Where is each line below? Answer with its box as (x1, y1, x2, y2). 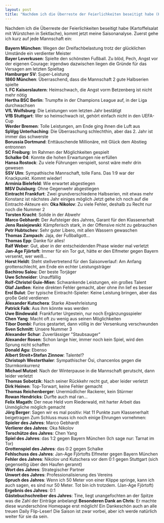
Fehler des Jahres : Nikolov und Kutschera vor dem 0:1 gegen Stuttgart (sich (5, 456, 159, 462)
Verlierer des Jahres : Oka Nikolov (5, 425, 74, 431)
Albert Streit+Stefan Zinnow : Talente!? (5, 352, 84, 358)
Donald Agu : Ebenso (5, 347, 47, 353)
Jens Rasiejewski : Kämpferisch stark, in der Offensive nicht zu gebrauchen (5, 222, 158, 228)
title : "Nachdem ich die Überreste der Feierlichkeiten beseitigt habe (5, 12, 154, 17)
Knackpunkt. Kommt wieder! (5, 175, 62, 181)
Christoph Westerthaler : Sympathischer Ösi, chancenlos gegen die (5, 357, 142, 363)
